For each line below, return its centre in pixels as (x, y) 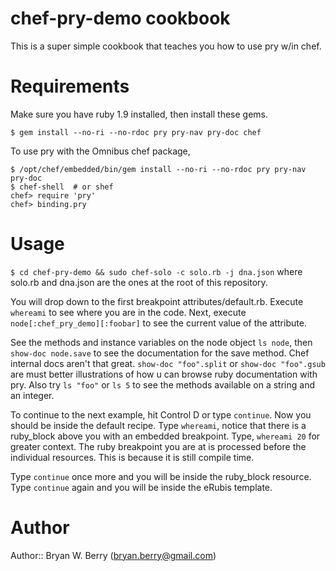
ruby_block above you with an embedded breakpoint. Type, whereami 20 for (165, 436)
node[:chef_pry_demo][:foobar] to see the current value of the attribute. (158, 323)
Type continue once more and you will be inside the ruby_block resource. (161, 476)
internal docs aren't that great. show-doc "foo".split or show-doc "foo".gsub (168, 363)
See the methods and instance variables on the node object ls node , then (161, 342)
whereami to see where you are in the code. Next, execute (128, 312)
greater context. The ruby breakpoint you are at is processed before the (158, 446)
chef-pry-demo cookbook (120, 18)
